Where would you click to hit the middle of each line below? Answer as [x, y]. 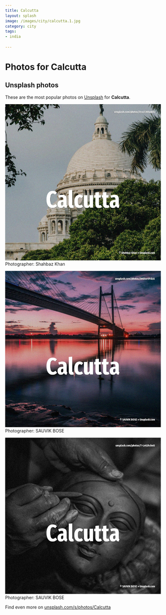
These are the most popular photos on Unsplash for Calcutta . [68, 97]
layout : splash [21, 16]
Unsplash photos [32, 85]
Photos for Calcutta [46, 67]
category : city [21, 26]
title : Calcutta [22, 10]
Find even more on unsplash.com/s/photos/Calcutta [58, 607]
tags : [11, 31]
